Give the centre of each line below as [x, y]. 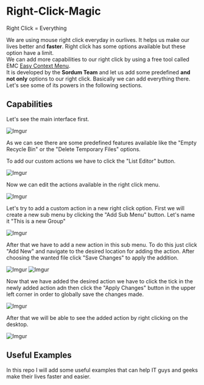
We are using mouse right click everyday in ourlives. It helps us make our [98, 40]
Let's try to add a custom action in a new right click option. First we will [95, 208]
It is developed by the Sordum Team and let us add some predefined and [98, 72]
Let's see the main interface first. [48, 119]
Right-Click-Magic [54, 11]
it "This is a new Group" [36, 221]
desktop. [17, 324]
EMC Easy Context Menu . [38, 66]
